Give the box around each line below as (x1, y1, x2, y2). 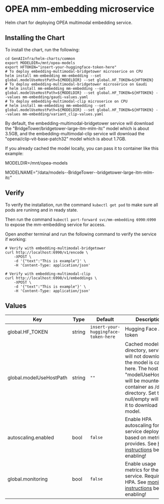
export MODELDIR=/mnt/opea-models (5, 60, 76, 65)
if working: (5, 236, 27, 242)
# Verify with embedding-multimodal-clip (5, 271, 91, 276)
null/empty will (124, 396, 159, 402)
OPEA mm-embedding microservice (5, 3, 155, 15)
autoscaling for (124, 422, 160, 429)
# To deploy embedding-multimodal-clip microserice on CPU (5, 99, 128, 104)
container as (124, 383, 154, 390)
